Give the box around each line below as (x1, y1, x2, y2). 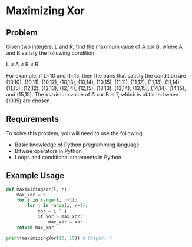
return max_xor (16, 225, 54, 231)
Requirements (6, 114, 59, 124)
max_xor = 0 (16, 192, 46, 198)
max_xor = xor (48, 219, 83, 225)
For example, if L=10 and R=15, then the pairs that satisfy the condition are (6, 72, 187, 79)
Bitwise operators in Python (14, 147, 82, 154)
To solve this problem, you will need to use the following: (6, 129, 144, 136)
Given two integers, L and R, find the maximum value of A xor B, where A (6, 43, 183, 50)
